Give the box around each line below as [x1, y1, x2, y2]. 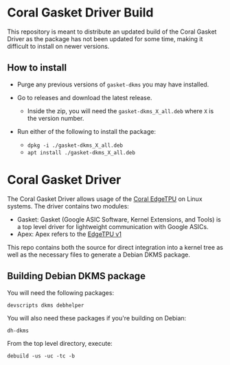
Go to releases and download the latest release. [16, 93, 152, 102]
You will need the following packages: [7, 288, 115, 296]
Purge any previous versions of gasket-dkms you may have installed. [16, 80, 209, 89]
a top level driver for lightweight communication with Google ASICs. [16, 222, 209, 231]
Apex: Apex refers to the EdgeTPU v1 [16, 230, 122, 238]
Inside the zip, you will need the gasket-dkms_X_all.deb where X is [27, 106, 214, 115]
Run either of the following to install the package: [16, 127, 157, 135]
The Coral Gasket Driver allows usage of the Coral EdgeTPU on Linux [7, 194, 203, 203]
